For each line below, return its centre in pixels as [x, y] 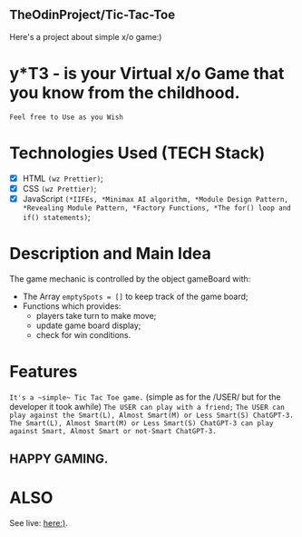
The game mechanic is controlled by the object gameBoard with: [130, 278]
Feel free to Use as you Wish [67, 117]
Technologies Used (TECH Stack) [137, 153]
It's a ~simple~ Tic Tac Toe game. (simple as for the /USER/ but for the [145, 397]
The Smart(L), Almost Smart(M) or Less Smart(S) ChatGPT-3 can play [141, 423]
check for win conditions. [83, 334]
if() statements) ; [56, 216]
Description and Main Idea [110, 254]
